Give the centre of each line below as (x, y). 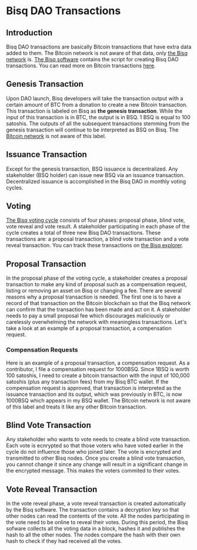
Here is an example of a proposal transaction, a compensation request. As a (98, 363)
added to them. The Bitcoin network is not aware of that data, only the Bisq (97, 53)
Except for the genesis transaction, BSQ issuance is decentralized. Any (92, 169)
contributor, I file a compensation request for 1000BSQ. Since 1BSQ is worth (98, 369)
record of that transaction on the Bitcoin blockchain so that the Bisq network (98, 303)
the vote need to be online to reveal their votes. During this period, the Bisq (97, 522)
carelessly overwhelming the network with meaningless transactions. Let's (96, 322)
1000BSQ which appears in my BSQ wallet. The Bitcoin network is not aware (98, 400)
